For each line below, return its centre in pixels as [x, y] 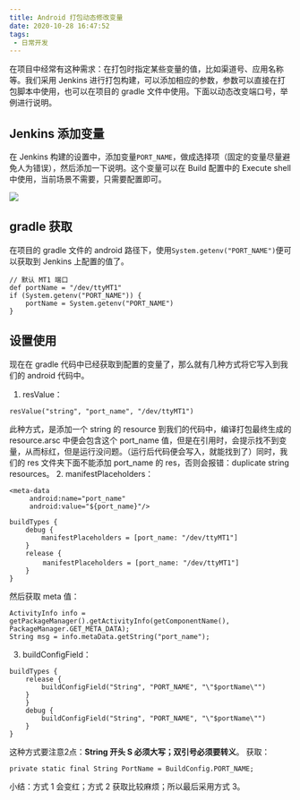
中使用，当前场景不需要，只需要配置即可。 [88, 179]
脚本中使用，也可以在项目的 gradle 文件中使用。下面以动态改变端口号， [148, 91]
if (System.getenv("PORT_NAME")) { [76, 295]
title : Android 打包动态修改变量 [66, 17]
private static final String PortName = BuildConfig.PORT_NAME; [132, 769]
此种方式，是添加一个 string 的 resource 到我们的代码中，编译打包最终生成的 [150, 429]
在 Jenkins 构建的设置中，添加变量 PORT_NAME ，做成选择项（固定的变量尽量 [146, 157]
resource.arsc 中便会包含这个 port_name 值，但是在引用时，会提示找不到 [144, 440]
